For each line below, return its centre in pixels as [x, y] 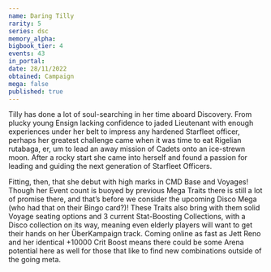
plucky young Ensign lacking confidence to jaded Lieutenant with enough [131, 123]
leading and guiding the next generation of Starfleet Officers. [110, 166]
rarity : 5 [25, 24]
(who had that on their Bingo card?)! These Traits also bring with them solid [134, 208]
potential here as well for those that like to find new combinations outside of [135, 251]
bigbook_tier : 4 [36, 46]
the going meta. [35, 260]
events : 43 [27, 54]
